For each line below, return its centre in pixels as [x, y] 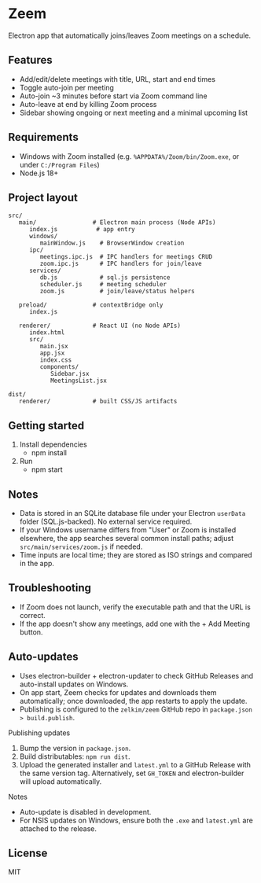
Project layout [43, 197]
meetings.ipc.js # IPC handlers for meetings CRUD [126, 257]
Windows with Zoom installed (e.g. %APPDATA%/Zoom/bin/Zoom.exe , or [129, 156]
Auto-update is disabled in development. [85, 811]
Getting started [46, 425]
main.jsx [54, 347]
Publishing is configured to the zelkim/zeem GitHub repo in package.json [136, 709]
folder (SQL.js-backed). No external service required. [106, 521]
